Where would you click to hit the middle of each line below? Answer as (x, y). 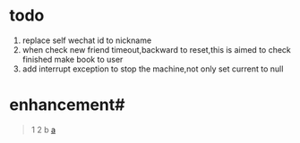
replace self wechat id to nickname (87, 40)
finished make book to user (73, 59)
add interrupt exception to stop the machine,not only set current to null (153, 69)
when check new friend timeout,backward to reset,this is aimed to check (156, 49)
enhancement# (67, 105)
